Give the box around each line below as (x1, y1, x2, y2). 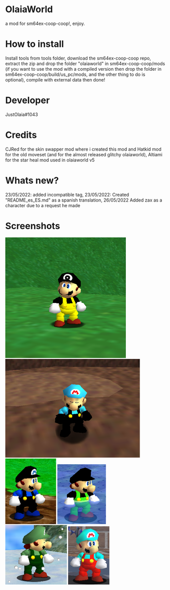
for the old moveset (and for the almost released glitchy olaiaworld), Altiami (5, 151, 163, 157)
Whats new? (5, 175, 59, 186)
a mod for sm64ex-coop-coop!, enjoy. (5, 20, 85, 26)
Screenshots (5, 220, 60, 232)
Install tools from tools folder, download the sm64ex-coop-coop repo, (5, 55, 151, 61)
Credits (5, 129, 37, 141)
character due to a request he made (5, 202, 80, 208)
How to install (5, 38, 64, 50)
